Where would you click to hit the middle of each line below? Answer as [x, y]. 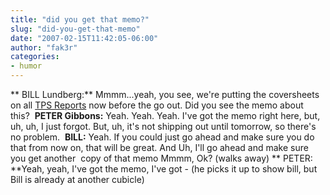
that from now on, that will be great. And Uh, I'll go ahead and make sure [159, 147]
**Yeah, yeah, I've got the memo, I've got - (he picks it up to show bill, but [164, 169]
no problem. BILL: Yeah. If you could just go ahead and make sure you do [162, 137]
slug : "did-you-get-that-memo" [75, 29]
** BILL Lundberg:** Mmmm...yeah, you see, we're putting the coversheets [165, 94]
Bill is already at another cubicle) [77, 179]
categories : [35, 57]
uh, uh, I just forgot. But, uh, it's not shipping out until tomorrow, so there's [163, 126]
